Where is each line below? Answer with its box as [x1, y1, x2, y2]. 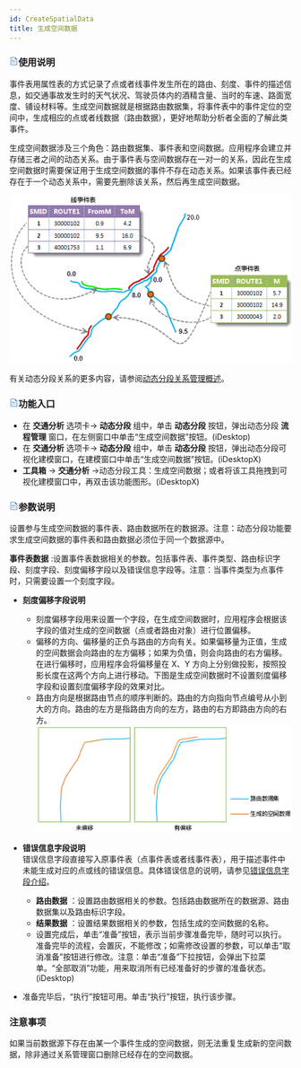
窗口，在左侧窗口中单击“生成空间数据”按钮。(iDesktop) [47, 431, 251, 442]
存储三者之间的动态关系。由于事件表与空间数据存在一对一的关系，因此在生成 [9, 153, 292, 164]
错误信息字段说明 [21, 842, 86, 853]
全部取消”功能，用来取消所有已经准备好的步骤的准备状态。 [55, 962, 271, 973]
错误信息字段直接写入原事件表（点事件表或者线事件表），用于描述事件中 [21, 854, 286, 864]
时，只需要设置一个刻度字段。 [9, 575, 119, 586]
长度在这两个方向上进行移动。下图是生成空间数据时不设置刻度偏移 [43, 670, 288, 680]
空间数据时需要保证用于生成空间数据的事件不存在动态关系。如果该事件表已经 [9, 164, 292, 175]
